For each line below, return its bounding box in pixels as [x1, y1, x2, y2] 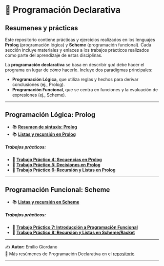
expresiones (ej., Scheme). [12, 92, 66, 98]
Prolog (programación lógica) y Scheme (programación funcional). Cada [5, 42, 151, 48]
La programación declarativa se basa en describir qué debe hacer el [5, 62, 144, 67]
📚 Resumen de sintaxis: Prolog [12, 124, 77, 130]
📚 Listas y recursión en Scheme [12, 199, 80, 205]
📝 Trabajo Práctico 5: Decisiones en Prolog [12, 162, 101, 167]
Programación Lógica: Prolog [5, 111, 96, 119]
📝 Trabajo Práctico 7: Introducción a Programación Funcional [12, 224, 138, 230]
